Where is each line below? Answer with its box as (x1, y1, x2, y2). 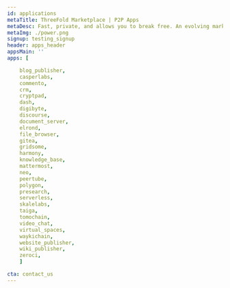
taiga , (19, 207, 38, 215)
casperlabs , (19, 73, 53, 80)
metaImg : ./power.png (7, 29, 69, 36)
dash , (19, 99, 36, 106)
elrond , (19, 124, 41, 131)
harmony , (19, 150, 44, 157)
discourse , (19, 112, 51, 119)
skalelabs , (19, 201, 51, 208)
